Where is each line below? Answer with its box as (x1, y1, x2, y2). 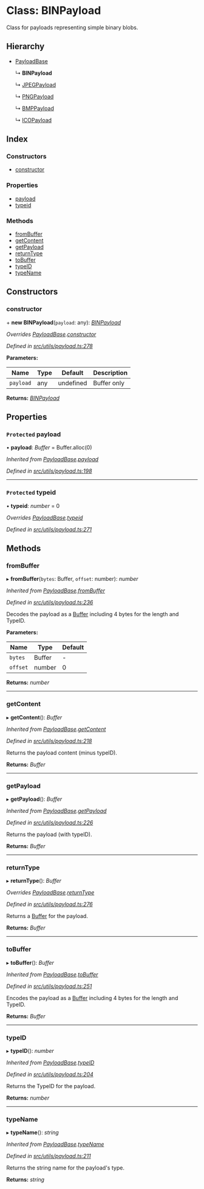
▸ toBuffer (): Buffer (6, 959, 55, 966)
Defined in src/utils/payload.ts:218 (6, 737, 92, 744)
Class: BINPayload (6, 4, 101, 18)
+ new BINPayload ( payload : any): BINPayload (6, 318, 121, 326)
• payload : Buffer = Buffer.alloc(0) (6, 444, 92, 451)
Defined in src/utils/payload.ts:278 (6, 342, 93, 349)
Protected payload (6, 430, 61, 439)
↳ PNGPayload (15, 92, 54, 100)
